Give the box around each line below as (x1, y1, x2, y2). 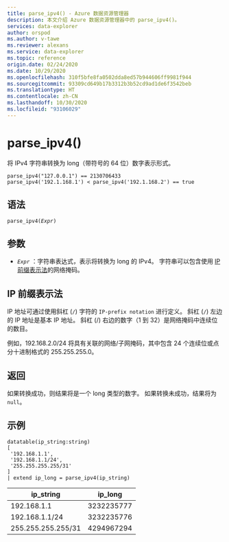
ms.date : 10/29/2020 (7, 67, 67, 74)
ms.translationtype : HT (7, 86, 75, 93)
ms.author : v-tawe (7, 36, 60, 43)
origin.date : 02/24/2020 (7, 61, 78, 68)
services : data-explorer (7, 23, 78, 30)
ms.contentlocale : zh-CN (7, 93, 78, 100)
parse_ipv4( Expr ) (7, 217, 57, 224)
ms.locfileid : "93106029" (7, 106, 81, 113)
